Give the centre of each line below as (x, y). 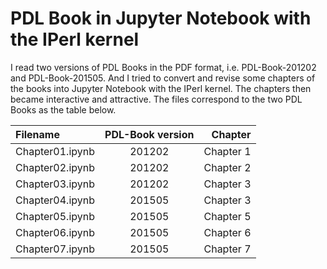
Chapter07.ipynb (55, 249)
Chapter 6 (227, 232)
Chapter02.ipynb (55, 167)
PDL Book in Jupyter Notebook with (161, 18)
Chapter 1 (227, 151)
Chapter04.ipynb (55, 200)
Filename (37, 134)
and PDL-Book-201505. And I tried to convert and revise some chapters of (163, 78)
